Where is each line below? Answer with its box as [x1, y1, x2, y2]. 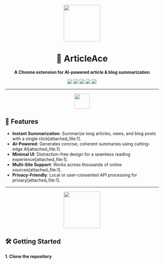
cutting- [134, 141, 150, 146]
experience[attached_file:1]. [12, 156, 68, 162]
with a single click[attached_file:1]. [12, 136, 82, 142]
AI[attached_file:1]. [23, 146, 61, 152]
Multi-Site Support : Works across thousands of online [12, 162, 122, 167]
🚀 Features [5, 118, 39, 126]
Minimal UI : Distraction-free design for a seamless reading [12, 151, 131, 157]
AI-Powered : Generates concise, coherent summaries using [12, 141, 133, 146]
